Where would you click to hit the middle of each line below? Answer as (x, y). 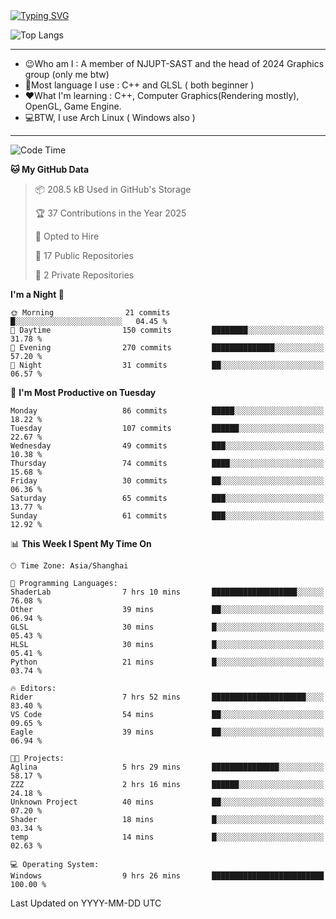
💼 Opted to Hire (67, 236)
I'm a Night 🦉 (37, 294)
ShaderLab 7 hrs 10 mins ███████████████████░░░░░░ (167, 592)
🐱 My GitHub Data (50, 169)
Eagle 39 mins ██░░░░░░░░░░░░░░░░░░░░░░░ (167, 732)
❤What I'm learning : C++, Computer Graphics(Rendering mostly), (162, 95)
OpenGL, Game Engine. (73, 106)
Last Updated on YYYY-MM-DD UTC (86, 903)
